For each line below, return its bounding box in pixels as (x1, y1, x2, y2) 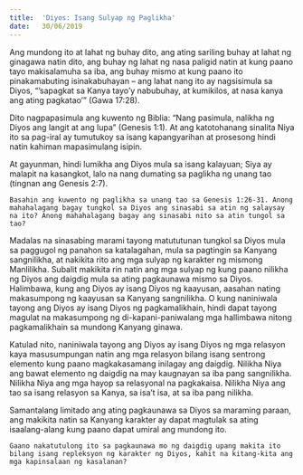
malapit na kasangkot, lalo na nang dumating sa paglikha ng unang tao (9, 168, 272, 179)
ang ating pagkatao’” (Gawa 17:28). (9, 94, 140, 105)
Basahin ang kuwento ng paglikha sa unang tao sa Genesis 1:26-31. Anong (9, 195, 294, 204)
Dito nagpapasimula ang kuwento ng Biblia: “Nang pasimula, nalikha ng (9, 112, 275, 123)
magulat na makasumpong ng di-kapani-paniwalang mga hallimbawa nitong (9, 311, 292, 322)
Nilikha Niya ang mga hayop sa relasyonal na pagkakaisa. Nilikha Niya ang (9, 377, 286, 388)
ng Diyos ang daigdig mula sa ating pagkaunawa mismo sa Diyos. (9, 273, 253, 284)
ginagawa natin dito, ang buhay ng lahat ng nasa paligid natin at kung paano (9, 56, 294, 67)
